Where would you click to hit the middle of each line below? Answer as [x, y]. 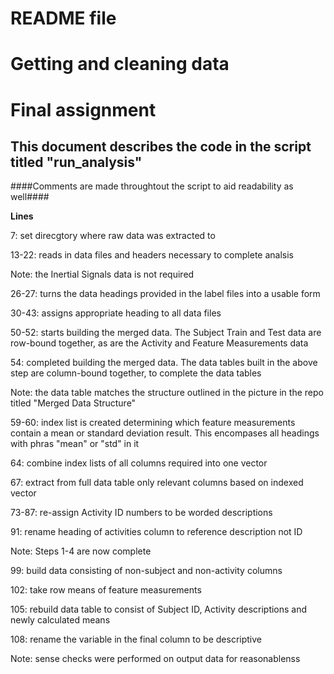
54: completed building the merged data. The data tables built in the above [164, 363]
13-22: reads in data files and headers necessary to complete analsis [152, 255]
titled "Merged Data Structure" [73, 403]
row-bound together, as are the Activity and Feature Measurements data [159, 343]
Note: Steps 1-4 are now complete [81, 551]
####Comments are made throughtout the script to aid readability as [152, 186]
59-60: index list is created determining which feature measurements [153, 423]
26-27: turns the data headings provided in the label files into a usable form [165, 294]
